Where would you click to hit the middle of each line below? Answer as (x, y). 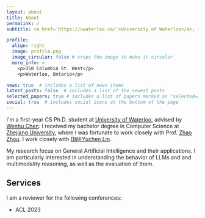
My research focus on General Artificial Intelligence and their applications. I (101, 151)
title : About (23, 18)
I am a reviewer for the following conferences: (64, 198)
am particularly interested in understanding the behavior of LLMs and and (99, 157)
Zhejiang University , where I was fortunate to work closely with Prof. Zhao (99, 133)
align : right (28, 46)
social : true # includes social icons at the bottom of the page (92, 102)
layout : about (24, 12)
